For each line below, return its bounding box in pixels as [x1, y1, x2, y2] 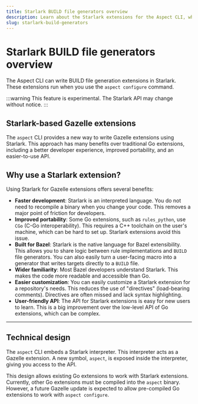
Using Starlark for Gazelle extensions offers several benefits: [6, 185, 154, 193]
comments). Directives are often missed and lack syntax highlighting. [14, 291, 183, 298]
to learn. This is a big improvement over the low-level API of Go [14, 304, 169, 311]
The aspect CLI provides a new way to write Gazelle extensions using [6, 134, 174, 141]
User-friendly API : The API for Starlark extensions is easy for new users [14, 297, 190, 304]
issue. [14, 234, 29, 242]
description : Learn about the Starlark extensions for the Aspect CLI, [6, 14, 186, 20]
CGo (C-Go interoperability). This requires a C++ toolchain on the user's [14, 222, 187, 229]
